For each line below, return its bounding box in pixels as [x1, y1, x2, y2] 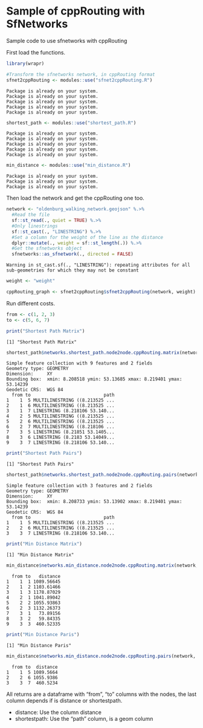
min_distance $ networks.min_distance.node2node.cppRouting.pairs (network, [6, 653, 196, 659]
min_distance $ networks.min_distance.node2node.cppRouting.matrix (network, [6, 562, 199, 569]
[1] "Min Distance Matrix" [6, 552, 74, 558]
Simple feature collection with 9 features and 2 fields [6, 360, 153, 366]
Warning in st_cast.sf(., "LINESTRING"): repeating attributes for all [6, 262, 190, 268]
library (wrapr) [6, 60, 45, 67]
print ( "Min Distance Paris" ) [6, 631, 80, 637]
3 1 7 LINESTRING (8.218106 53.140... [6, 408, 115, 414]
